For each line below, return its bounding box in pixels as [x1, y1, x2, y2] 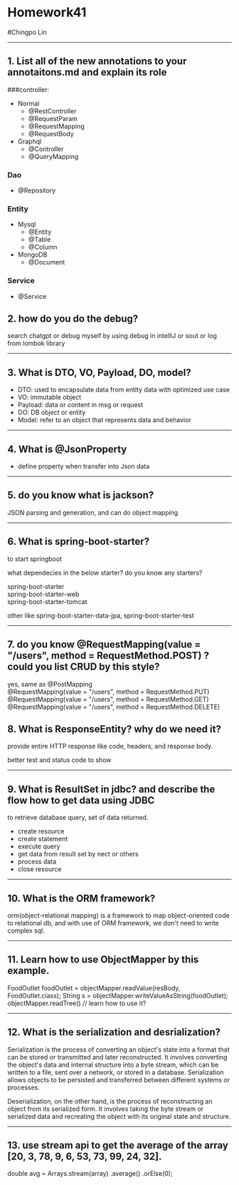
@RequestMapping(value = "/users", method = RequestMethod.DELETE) [7, 702, 221, 711]
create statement [17, 835, 68, 843]
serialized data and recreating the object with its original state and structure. [7, 1112, 231, 1120]
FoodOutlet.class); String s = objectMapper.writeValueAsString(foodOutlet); [7, 991, 228, 1000]
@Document [28, 258, 65, 267]
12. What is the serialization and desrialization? [7, 1026, 221, 1038]
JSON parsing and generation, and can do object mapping [7, 508, 179, 517]
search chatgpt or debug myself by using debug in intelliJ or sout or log [7, 332, 217, 340]
